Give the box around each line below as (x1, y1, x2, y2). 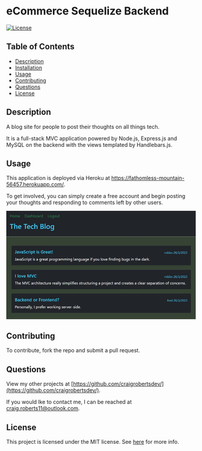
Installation (14, 64, 43, 71)
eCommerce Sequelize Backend (6, 4, 170, 18)
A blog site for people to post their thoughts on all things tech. (6, 123, 160, 130)
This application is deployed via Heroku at (6, 175, 110, 182)
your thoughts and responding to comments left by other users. (6, 199, 164, 206)
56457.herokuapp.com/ (6, 181, 64, 188)
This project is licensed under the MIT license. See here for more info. (6, 438, 179, 445)
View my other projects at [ (6, 381, 73, 388)
